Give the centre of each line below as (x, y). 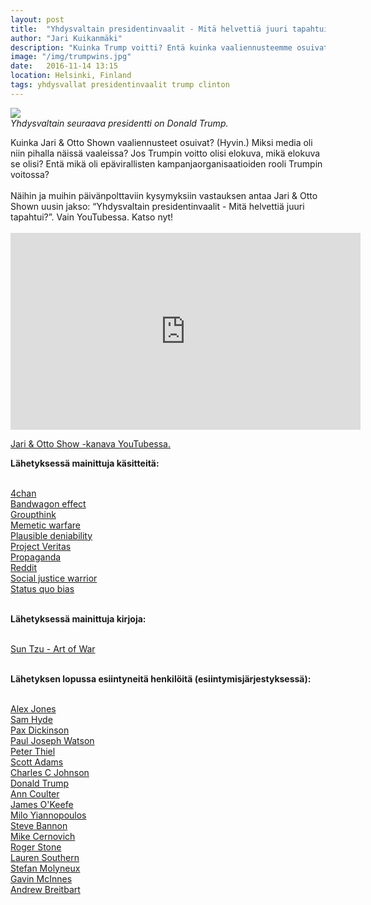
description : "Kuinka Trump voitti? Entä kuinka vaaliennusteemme (151, 47)
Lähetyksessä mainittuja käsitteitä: (85, 463)
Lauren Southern (45, 857)
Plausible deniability (51, 535)
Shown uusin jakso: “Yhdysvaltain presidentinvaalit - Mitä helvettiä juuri (157, 206)
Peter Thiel (33, 751)
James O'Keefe (42, 804)
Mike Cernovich (43, 836)
